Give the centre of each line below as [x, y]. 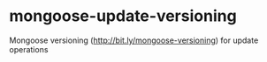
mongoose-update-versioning [123, 16]
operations [29, 49]
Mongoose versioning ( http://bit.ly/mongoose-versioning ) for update [134, 40]
